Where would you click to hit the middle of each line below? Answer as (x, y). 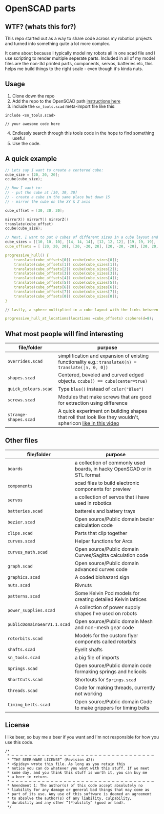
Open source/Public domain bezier (115, 519)
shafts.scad (21, 649)
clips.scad (20, 533)
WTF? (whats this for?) (41, 27)
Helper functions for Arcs (104, 541)
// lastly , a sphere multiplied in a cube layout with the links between (82, 310)
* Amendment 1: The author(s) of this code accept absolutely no (75, 785)
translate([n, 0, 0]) (83, 368)
